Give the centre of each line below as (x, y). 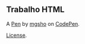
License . (17, 35)
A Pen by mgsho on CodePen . (43, 23)
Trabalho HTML (35, 10)
